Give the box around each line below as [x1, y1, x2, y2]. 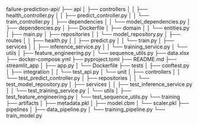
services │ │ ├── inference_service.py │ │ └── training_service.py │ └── [6, 43, 188, 50]
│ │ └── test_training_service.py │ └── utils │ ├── [6, 87, 132, 94]
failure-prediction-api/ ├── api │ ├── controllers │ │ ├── [6, 6, 148, 12]
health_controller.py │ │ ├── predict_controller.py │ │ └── [6, 12, 150, 19]
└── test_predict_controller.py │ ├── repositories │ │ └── [6, 74, 150, 81]
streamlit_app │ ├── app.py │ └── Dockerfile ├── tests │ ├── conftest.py [6, 62, 190, 69]
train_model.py [6, 112, 43, 119]
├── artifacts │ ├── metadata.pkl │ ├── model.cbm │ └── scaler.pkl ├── [6, 100, 189, 106]
